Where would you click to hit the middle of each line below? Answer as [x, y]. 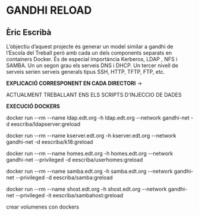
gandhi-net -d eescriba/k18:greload [50, 142]
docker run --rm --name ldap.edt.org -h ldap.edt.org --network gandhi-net [98, 118]
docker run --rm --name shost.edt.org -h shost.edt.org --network [87, 189]
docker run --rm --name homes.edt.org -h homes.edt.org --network [90, 153]
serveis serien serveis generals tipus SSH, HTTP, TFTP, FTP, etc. [86, 72]
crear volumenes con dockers [43, 207]
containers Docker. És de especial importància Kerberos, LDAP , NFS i [92, 59]
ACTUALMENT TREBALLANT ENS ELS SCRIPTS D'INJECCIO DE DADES [94, 95]
